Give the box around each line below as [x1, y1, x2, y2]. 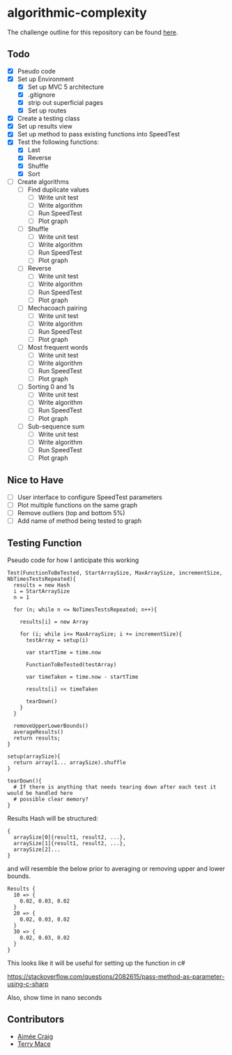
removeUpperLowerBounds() [13, 722, 89, 729]
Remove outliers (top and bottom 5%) [17, 508, 125, 517]
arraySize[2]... [13, 846, 61, 853]
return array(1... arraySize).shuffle [13, 759, 127, 766]
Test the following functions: [17, 138, 100, 146]
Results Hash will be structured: [7, 814, 99, 822]
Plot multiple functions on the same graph [17, 501, 138, 509]
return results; [13, 734, 61, 742]
